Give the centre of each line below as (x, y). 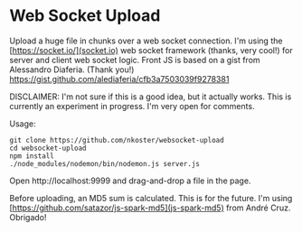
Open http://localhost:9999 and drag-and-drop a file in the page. (130, 181)
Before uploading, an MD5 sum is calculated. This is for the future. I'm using (151, 198)
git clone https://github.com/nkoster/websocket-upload (117, 140)
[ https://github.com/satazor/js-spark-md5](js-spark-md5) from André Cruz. (150, 208)
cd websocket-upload (48, 148)
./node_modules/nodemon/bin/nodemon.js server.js (105, 163)
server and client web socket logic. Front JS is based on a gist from (135, 60)
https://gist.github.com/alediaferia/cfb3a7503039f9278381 (119, 79)
